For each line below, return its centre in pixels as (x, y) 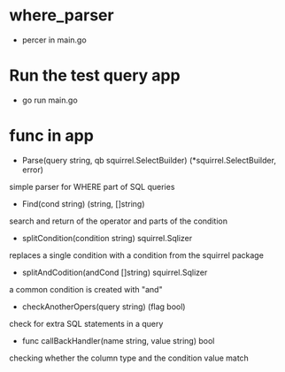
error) (33, 170)
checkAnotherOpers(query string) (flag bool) (104, 307)
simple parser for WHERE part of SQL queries (92, 186)
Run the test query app (95, 76)
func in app (52, 136)
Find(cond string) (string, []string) (83, 203)
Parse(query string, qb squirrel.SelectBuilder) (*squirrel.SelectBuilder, (149, 160)
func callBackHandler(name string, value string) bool (118, 340)
